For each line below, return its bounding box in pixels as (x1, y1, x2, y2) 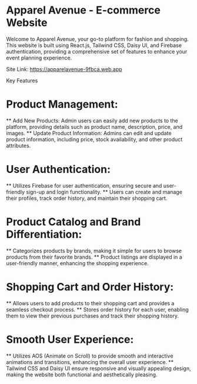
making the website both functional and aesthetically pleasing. (6, 371, 158, 378)
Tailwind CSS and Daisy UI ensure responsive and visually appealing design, (6, 365, 191, 372)
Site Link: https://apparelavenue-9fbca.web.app (6, 65, 122, 72)
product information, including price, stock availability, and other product (6, 136, 183, 143)
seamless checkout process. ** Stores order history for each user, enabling (6, 306, 189, 313)
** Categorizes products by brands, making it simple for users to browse (6, 247, 182, 254)
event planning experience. (6, 54, 72, 61)
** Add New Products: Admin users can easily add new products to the (6, 117, 178, 124)
